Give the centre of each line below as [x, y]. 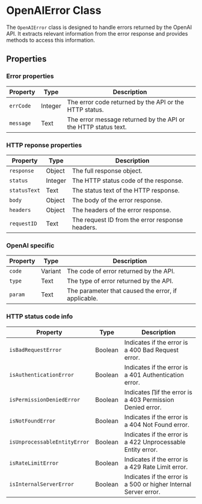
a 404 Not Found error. [157, 424]
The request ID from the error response [127, 220]
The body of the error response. [117, 200]
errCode [20, 106]
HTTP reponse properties [44, 145]
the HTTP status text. [97, 127]
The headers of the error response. [121, 210]
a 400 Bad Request [151, 349]
